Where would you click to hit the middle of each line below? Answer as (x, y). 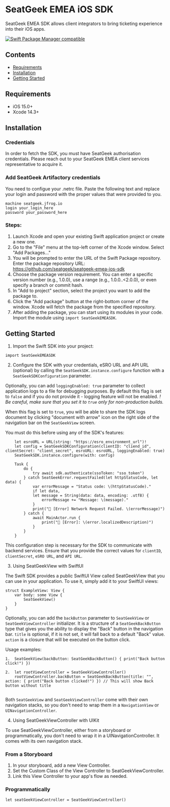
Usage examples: (23, 649)
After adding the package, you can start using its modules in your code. (88, 312)
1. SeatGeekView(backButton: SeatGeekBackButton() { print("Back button (85, 659)
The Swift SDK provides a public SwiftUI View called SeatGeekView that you (85, 576)
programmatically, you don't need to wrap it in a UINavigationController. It (82, 736)
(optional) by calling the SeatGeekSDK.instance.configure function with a (88, 370)
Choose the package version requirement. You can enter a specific (83, 274)
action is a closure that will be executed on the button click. (68, 640)
